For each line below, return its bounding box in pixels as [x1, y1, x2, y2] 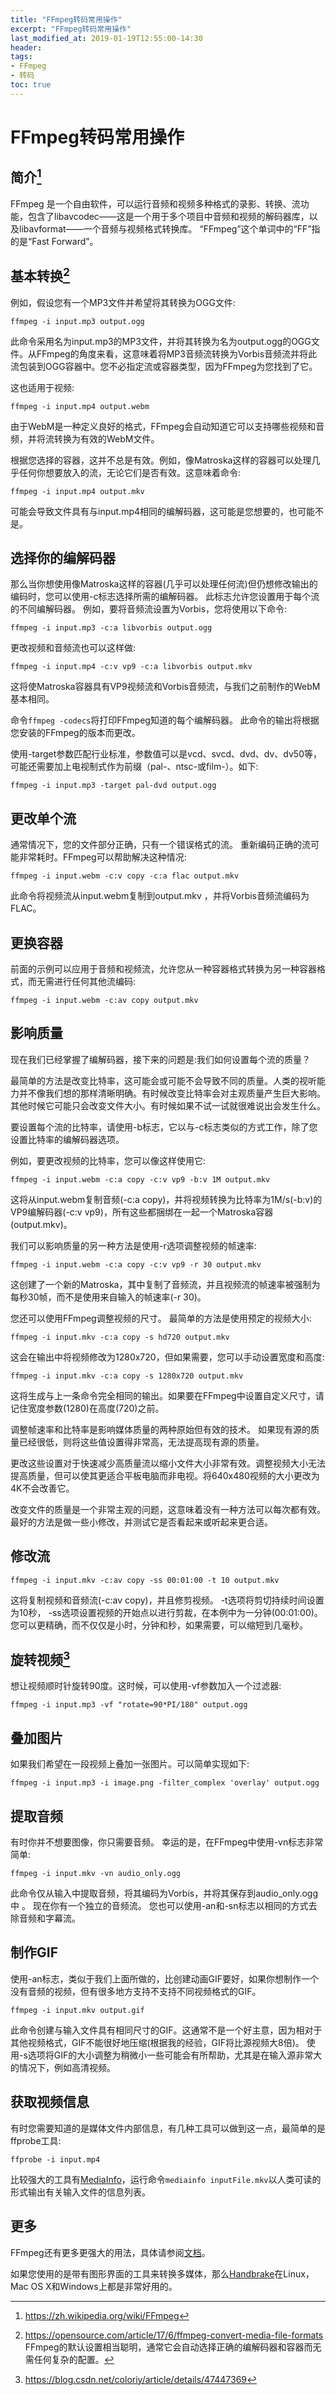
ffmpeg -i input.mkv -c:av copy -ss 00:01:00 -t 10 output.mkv [10, 1575, 280, 1585]
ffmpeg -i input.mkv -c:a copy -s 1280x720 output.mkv [10, 1371, 244, 1381]
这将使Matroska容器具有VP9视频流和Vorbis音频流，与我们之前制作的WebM [10, 681, 321, 693]
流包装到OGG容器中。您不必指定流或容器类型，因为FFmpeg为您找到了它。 [10, 360, 318, 372]
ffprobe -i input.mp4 [10, 2154, 101, 2165]
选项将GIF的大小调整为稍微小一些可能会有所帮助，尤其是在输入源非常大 [27, 2049, 323, 2061]
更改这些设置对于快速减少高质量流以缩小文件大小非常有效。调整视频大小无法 [10, 1457, 326, 1469]
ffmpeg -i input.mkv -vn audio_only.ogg [10, 1869, 182, 1879]
